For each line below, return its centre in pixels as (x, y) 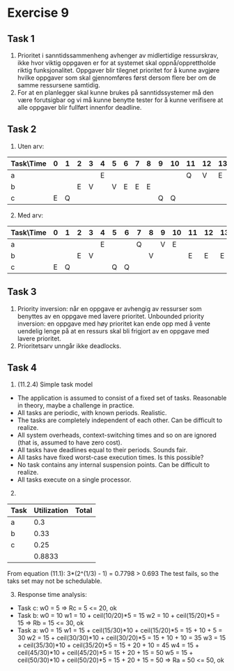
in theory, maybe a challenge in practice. (76, 405)
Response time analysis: (52, 595)
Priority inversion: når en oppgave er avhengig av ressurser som (109, 308)
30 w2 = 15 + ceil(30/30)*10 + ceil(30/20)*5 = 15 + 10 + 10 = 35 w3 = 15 (122, 638)
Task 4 (22, 368)
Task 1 (21, 39)
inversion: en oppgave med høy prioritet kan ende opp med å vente (114, 324)
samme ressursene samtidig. (59, 85)
